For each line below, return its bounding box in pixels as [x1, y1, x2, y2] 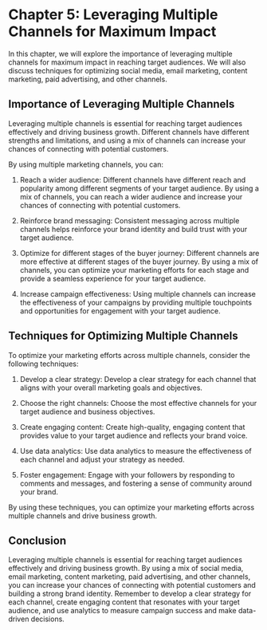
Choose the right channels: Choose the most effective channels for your [19, 398, 257, 408]
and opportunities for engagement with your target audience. [19, 305, 221, 316]
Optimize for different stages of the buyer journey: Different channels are [19, 248, 260, 258]
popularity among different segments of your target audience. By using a [19, 183, 259, 193]
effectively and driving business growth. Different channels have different [8, 127, 249, 136]
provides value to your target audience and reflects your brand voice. [19, 431, 248, 440]
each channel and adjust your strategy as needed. [19, 455, 185, 464]
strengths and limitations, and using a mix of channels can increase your [8, 136, 246, 145]
